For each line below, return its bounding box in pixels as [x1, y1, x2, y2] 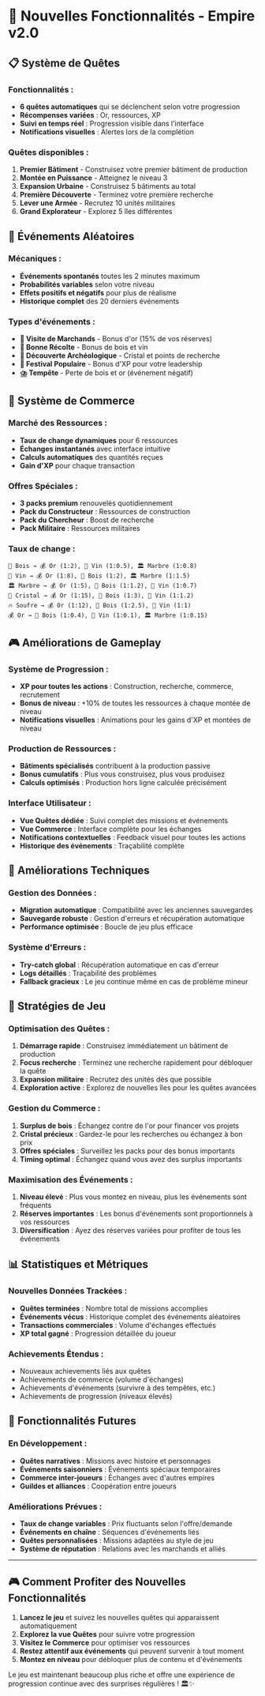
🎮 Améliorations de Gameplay [8, 636, 162, 649]
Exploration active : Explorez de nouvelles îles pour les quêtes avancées [19, 1083, 257, 1092]
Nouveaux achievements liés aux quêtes [19, 1366, 151, 1375]
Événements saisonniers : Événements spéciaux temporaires [19, 1465, 221, 1474]
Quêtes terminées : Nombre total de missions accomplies [19, 1303, 208, 1313]
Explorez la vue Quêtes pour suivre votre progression [19, 1629, 196, 1638]
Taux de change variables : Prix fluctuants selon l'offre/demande [19, 1518, 233, 1528]
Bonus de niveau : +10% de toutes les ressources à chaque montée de [19, 698, 251, 708]
